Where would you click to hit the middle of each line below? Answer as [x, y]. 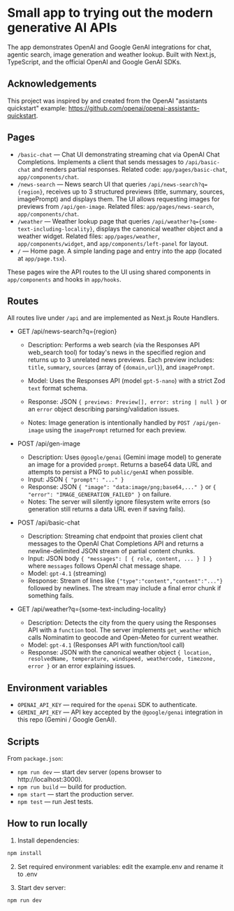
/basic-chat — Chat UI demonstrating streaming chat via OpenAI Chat [118, 154]
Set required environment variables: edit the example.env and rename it [120, 866]
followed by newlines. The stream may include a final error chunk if [124, 588]
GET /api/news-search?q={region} [67, 331]
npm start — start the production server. [75, 794]
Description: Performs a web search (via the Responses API [114, 345]
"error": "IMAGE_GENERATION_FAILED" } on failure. [99, 495]
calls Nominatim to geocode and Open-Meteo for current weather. [123, 638]
